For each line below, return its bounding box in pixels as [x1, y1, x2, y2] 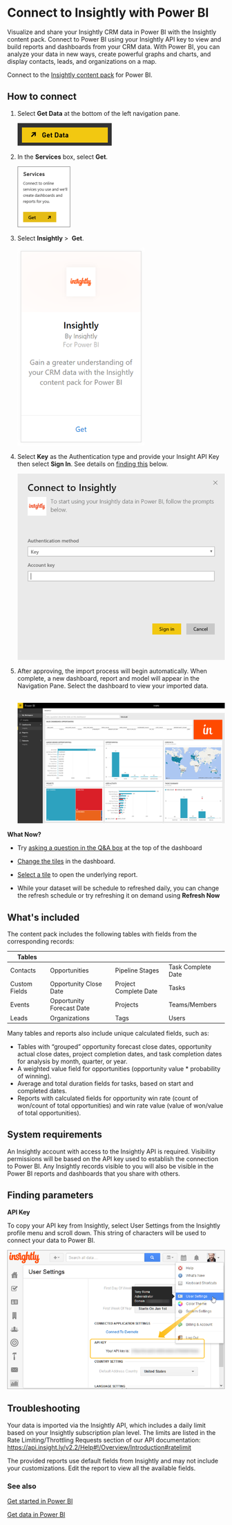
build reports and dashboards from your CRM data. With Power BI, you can [7, 42, 220, 51]
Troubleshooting [7, 1402, 81, 1415]
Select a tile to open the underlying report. [17, 871, 138, 879]
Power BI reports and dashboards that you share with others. [7, 1169, 181, 1178]
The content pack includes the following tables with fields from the [7, 930, 197, 939]
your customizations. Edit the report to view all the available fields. [7, 1464, 196, 1472]
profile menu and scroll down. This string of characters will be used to [7, 1228, 206, 1237]
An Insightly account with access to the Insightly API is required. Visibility [7, 1147, 215, 1156]
